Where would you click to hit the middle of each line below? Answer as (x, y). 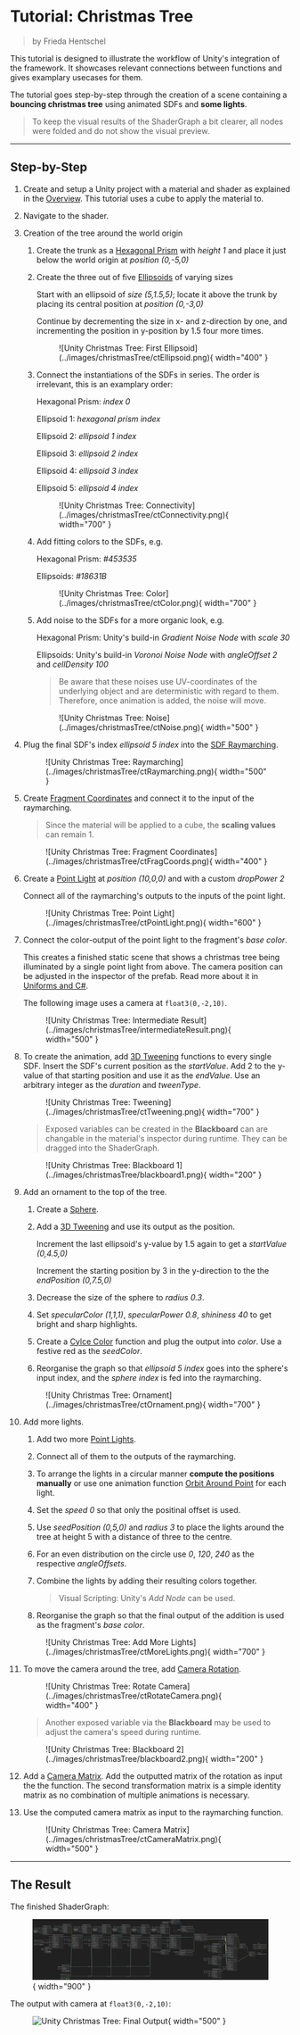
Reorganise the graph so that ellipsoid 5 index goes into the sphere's (162, 1368)
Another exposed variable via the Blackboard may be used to (158, 1722)
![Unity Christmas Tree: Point (98, 913)
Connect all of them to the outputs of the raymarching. (136, 1456)
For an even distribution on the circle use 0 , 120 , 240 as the (145, 1554)
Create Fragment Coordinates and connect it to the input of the (138, 798)
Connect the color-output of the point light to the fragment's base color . (155, 940)
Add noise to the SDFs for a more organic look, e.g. (130, 620)
